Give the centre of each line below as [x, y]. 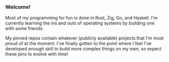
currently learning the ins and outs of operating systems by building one [80, 23]
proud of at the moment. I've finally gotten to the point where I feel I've [78, 43]
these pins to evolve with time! [37, 54]
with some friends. [25, 28]
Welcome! [18, 7]
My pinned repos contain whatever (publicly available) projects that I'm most [84, 38]
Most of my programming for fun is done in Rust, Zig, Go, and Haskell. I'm [81, 18]
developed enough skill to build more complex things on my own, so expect [83, 49]
